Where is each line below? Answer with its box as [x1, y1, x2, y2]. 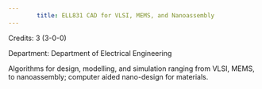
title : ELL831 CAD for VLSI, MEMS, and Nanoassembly [37, 11, 215, 20]
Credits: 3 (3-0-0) [8, 33, 67, 43]
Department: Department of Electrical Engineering [8, 48, 172, 57]
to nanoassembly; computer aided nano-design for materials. [8, 72, 209, 81]
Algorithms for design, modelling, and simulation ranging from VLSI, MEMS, [8, 64, 256, 73]
